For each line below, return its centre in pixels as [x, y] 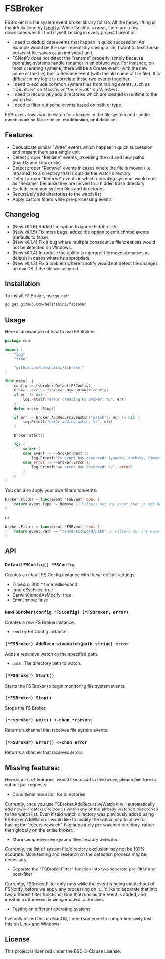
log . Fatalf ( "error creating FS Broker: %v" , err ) [74, 399]
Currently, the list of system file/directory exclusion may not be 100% [75, 849]
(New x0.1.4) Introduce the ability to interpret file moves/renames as [81, 253]
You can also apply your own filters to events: [51, 490]
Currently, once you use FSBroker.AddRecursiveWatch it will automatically [80, 804]
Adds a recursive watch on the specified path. [52, 654]
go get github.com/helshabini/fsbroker [46, 305]
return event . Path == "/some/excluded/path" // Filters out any [81, 532]
